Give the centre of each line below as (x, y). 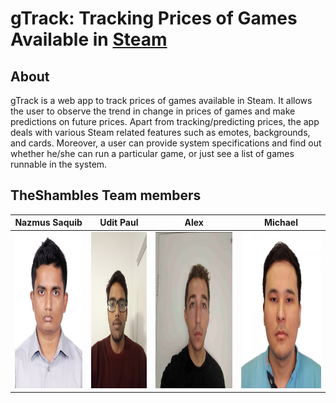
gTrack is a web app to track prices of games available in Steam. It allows (161, 100)
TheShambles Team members (106, 195)
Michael (280, 223)
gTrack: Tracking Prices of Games (154, 18)
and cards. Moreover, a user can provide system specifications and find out (166, 143)
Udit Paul (119, 223)
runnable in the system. (59, 164)
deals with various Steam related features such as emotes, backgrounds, (160, 132)
